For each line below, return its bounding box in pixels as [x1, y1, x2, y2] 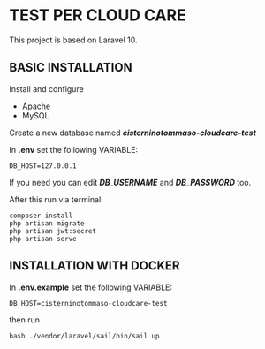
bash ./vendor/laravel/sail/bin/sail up [9, 331, 161, 340]
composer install [9, 211, 73, 220]
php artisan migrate [9, 218, 86, 228]
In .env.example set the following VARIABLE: [9, 282, 173, 292]
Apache [21, 101, 51, 111]
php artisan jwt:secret [9, 226, 97, 235]
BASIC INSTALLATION [9, 60, 132, 75]
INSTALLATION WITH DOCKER [9, 258, 180, 274]
